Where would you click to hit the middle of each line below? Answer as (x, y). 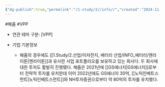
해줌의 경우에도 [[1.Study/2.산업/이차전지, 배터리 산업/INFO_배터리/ (84, 55)
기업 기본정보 (25, 45)
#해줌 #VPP (17, 24)
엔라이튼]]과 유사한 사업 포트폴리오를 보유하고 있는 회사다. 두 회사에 (94, 61)
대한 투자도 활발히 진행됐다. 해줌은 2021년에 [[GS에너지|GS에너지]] (84, 67)
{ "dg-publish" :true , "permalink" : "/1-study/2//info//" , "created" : (73, 9)
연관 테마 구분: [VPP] (32, 34)
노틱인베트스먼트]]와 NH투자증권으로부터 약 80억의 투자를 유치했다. (94, 79)
